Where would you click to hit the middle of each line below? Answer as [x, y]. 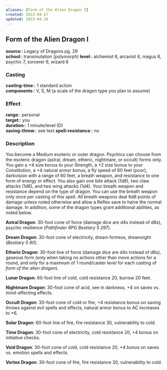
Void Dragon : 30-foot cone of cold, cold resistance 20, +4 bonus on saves [82, 348]
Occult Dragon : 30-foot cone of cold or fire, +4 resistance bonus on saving [83, 303]
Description [20, 144]
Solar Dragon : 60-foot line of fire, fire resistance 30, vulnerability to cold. [81, 323]
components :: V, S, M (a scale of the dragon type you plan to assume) [78, 91]
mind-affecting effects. [29, 293]
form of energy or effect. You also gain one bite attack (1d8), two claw [78, 181]
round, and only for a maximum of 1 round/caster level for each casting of [81, 263]
